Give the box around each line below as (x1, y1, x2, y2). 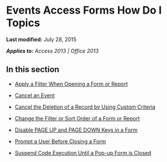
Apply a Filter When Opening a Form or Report (14, 80, 129, 87)
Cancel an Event (14, 91, 55, 99)
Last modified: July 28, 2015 (6, 36, 77, 43)
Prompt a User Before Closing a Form (14, 138, 107, 145)
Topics (6, 16, 40, 30)
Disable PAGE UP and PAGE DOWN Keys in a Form (14, 126, 138, 134)
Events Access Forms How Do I (6, 4, 162, 17)
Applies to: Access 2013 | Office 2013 (6, 47, 99, 54)
